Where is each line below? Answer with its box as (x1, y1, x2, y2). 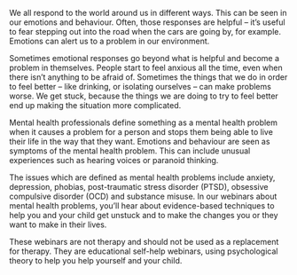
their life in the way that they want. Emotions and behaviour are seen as (9, 137, 270, 146)
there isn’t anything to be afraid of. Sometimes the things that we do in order (9, 72, 288, 82)
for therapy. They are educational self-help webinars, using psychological (9, 246, 278, 256)
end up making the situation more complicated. (9, 100, 182, 110)
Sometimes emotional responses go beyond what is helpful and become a (9, 53, 280, 63)
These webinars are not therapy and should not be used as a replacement (9, 237, 279, 247)
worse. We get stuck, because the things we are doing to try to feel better (9, 90, 279, 101)
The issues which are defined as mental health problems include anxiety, (9, 172, 276, 183)
